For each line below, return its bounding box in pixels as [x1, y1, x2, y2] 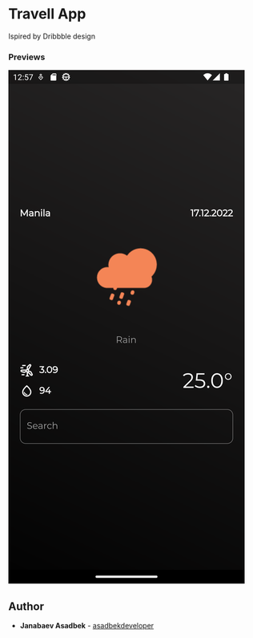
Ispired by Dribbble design [8, 31, 96, 41]
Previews [8, 51, 46, 63]
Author [8, 599, 44, 613]
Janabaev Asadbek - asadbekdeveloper [19, 621, 155, 631]
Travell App [8, 5, 86, 23]
